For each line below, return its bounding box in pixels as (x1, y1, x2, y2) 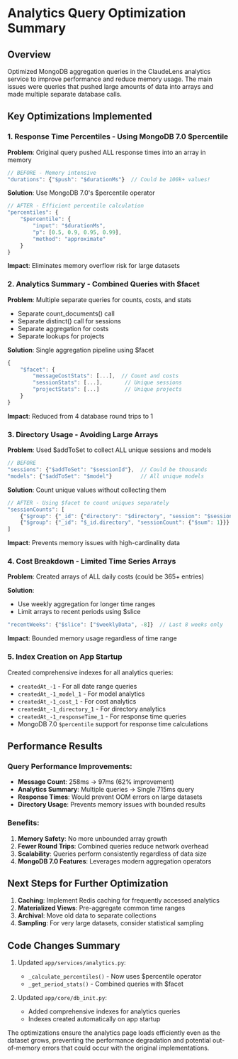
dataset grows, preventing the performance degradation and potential (7, 1036, 211, 1045)
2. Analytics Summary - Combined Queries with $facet (7, 279, 200, 289)
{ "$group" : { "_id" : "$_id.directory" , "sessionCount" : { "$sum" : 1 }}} (20, 519, 230, 527)
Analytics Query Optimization (7, 5, 186, 21)
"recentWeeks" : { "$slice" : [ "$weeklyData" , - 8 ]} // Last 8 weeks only (7, 621, 223, 628)
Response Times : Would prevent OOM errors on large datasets (17, 792, 203, 801)
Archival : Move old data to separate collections (17, 911, 157, 920)
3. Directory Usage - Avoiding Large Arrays (7, 429, 159, 439)
